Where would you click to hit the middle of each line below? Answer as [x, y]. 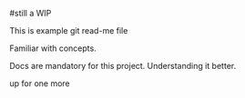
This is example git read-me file [69, 30]
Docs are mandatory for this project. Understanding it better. [123, 66]
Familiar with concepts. [53, 48]
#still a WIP [31, 13]
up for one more [40, 83]
